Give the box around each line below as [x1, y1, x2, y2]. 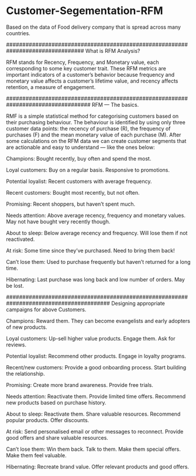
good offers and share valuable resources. [6, 434, 108, 441]
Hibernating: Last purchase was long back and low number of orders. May [6, 276, 185, 283]
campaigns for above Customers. [6, 306, 87, 313]
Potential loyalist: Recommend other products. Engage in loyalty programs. [6, 352, 186, 359]
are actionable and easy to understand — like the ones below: [6, 144, 155, 151]
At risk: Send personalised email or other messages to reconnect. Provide [6, 428, 184, 435]
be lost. [6, 282, 25, 289]
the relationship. [6, 370, 45, 377]
